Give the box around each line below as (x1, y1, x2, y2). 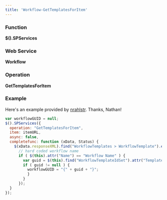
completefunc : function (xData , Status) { (9, 139, 99, 145)
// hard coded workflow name (18, 148, 79, 154)
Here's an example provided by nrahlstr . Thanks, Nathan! (5, 106, 122, 112)
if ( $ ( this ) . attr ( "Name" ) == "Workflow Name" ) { (18, 153, 126, 158)
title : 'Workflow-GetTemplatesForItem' (5, 7, 88, 12)
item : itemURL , (9, 130, 41, 135)
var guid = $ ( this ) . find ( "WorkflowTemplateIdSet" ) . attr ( (23, 158, 144, 163)
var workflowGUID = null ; (5, 116, 59, 121)
